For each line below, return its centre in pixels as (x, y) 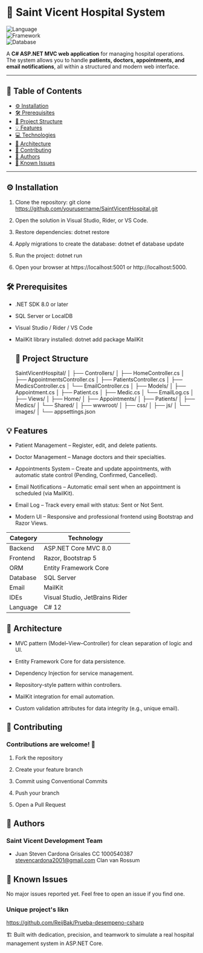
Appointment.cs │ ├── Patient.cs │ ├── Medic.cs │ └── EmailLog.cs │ (105, 392)
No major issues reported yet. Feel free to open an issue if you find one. (96, 894)
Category (24, 538)
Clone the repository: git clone (53, 202)
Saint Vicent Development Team (54, 841)
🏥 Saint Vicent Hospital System (86, 12)
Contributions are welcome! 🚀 (51, 744)
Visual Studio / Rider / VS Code (54, 328)
